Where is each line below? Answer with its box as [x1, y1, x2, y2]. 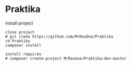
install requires [5, 51, 42, 56]
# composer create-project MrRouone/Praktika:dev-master [5, 56, 127, 61]
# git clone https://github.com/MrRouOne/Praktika [5, 34, 113, 39]
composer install [5, 42, 42, 48]
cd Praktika [5, 38, 30, 43]
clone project [5, 29, 35, 34]
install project [5, 20, 34, 26]
